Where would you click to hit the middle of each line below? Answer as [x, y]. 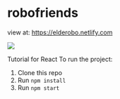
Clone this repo [40, 72]
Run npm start [38, 87]
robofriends [43, 13]
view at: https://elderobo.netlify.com [60, 32]
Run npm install [42, 80]
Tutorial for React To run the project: [60, 59]
